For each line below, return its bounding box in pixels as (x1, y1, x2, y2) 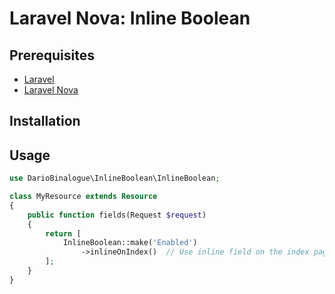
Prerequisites (9, 47, 95, 64)
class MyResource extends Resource (9, 192, 158, 202)
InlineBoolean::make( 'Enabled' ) (62, 238, 198, 248)
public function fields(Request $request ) (27, 210, 207, 220)
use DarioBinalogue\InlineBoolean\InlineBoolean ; (9, 173, 221, 184)
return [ (45, 228, 82, 239)
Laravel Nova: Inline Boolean (9, 7, 251, 30)
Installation (9, 113, 81, 130)
